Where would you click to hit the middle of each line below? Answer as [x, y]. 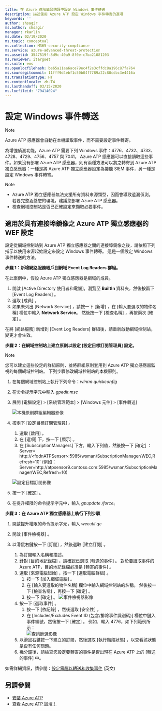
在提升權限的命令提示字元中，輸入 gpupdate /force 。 [65, 503]
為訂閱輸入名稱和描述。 [43, 555]
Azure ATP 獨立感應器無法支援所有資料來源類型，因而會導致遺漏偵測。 [82, 194]
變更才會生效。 [20, 335]
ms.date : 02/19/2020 [26, 37]
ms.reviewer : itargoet [28, 59]
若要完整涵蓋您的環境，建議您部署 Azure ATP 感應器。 [66, 201]
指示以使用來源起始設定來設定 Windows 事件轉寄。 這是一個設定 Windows [79, 251]
